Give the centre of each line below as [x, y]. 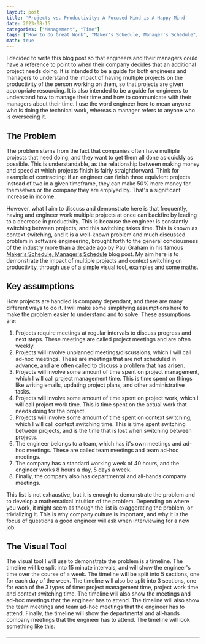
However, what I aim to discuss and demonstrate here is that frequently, [97, 208]
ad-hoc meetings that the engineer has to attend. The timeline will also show [103, 600]
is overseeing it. [26, 117]
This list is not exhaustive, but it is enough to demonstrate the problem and [101, 494]
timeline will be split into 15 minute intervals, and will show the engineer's [99, 568]
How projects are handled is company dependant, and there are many [94, 301]
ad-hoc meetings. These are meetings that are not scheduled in [96, 359]
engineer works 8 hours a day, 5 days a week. [73, 470]
